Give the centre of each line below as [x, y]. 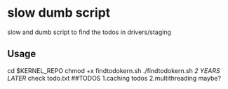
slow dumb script [59, 13]
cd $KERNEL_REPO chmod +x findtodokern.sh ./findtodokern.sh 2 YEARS [114, 70]
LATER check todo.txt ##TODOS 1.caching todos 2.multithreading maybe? [114, 78]
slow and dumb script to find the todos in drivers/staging [89, 32]
